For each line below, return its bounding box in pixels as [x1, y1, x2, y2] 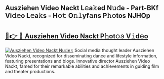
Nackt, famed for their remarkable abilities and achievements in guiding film [5, 63, 160, 69]
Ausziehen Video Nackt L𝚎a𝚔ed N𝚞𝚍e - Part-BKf [5, 4, 159, 12]
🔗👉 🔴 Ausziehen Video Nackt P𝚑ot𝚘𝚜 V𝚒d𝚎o [5, 32, 148, 40]
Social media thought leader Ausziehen [74, 48, 155, 53]
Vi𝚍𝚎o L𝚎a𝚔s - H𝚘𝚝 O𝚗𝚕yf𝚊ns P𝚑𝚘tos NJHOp [5, 12, 151, 20]
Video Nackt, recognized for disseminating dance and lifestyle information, [5, 53, 158, 58]
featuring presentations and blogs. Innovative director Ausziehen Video [5, 58, 150, 64]
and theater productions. [5, 69, 56, 74]
